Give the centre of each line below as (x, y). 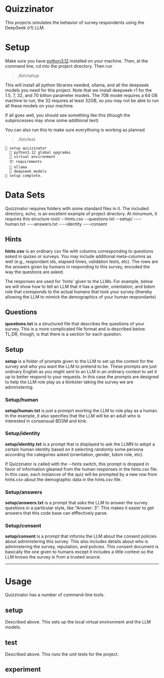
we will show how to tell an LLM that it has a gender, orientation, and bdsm (80, 286)
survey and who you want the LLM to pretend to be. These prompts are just (81, 366)
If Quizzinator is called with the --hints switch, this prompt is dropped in (77, 464)
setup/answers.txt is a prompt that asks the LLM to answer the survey (76, 503)
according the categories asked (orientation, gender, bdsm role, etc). (74, 454)
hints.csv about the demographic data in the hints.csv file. (63, 479)
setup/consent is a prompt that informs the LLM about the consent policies (81, 536)
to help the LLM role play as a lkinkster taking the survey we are (69, 382)
